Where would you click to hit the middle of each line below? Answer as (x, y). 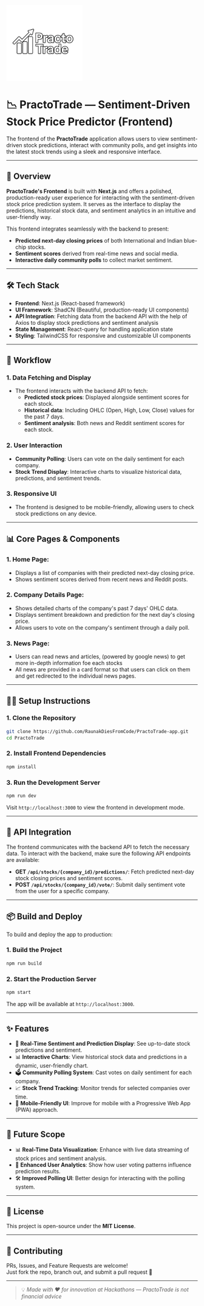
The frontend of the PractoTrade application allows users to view (88, 139)
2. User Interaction (34, 445)
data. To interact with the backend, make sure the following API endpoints (99, 853)
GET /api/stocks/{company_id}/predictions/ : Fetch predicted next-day (104, 872)
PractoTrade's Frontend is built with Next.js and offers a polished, (90, 191)
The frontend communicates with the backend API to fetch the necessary (98, 847)
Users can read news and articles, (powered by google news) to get (100, 657)
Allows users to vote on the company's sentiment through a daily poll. (102, 627)
